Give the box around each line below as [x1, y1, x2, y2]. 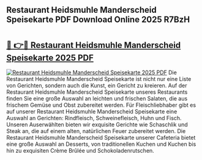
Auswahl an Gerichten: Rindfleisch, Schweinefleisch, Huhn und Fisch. [6, 115, 182, 121]
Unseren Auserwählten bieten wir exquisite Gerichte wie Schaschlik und [6, 121, 188, 128]
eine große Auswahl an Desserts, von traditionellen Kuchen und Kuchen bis [6, 140, 196, 148]
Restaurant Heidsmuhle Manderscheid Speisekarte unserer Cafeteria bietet [6, 134, 196, 141]
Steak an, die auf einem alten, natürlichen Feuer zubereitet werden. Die [6, 128, 186, 134]
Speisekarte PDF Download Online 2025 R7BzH [6, 15, 190, 25]
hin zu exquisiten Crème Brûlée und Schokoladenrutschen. [6, 147, 154, 154]
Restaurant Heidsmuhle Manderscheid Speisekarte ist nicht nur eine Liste [6, 75, 192, 82]
